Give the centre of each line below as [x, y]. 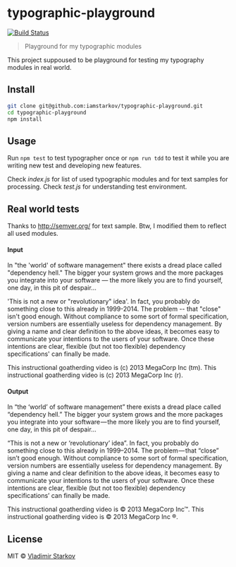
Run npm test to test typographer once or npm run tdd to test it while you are [118, 158]
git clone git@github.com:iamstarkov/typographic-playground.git [105, 106]
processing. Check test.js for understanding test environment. [97, 187]
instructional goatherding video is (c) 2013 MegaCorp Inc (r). [95, 375]
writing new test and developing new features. [75, 166]
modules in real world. [39, 67]
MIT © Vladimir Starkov [42, 556]
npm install [25, 119]
